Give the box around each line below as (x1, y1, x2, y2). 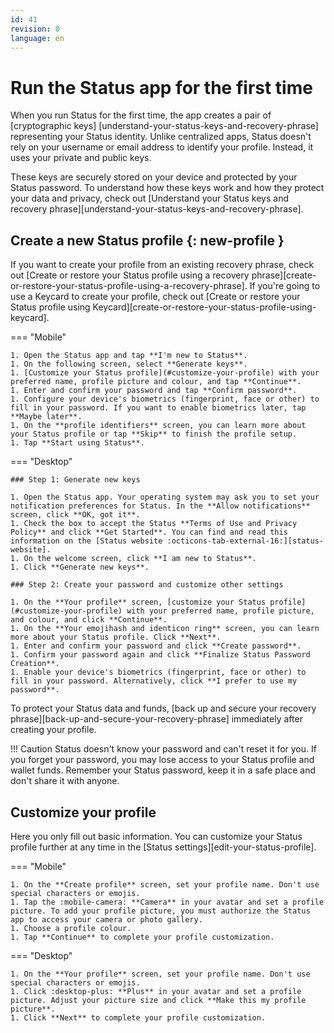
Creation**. (10, 659, 60, 669)
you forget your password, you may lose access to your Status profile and (10, 754, 315, 766)
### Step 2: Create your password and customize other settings (10, 580, 284, 590)
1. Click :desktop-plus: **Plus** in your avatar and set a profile (10, 986, 302, 996)
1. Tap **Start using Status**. (10, 438, 145, 448)
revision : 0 (10, 24, 60, 34)
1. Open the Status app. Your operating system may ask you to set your (10, 492, 320, 503)
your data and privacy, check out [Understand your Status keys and (10, 192, 290, 205)
